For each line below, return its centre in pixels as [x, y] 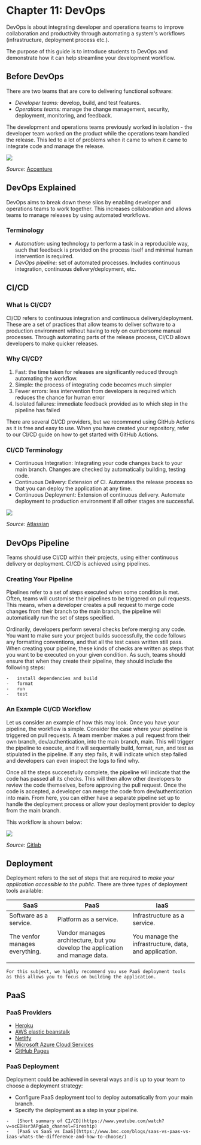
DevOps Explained [41, 188]
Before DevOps [35, 76]
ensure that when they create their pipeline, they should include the [89, 661]
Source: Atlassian [28, 524]
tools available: [25, 891]
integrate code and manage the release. [55, 146]
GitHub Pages [32, 1051]
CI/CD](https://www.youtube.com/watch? [115, 1121]
